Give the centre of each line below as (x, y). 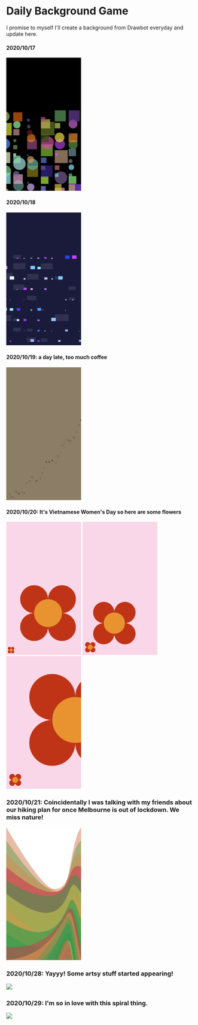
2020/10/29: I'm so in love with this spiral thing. (77, 1003)
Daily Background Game (67, 11)
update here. (22, 34)
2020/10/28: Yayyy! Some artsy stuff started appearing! (90, 974)
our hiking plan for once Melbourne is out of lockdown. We (93, 810)
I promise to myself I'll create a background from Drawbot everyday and (95, 28)
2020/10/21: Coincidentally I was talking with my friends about (99, 802)
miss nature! (25, 817)
